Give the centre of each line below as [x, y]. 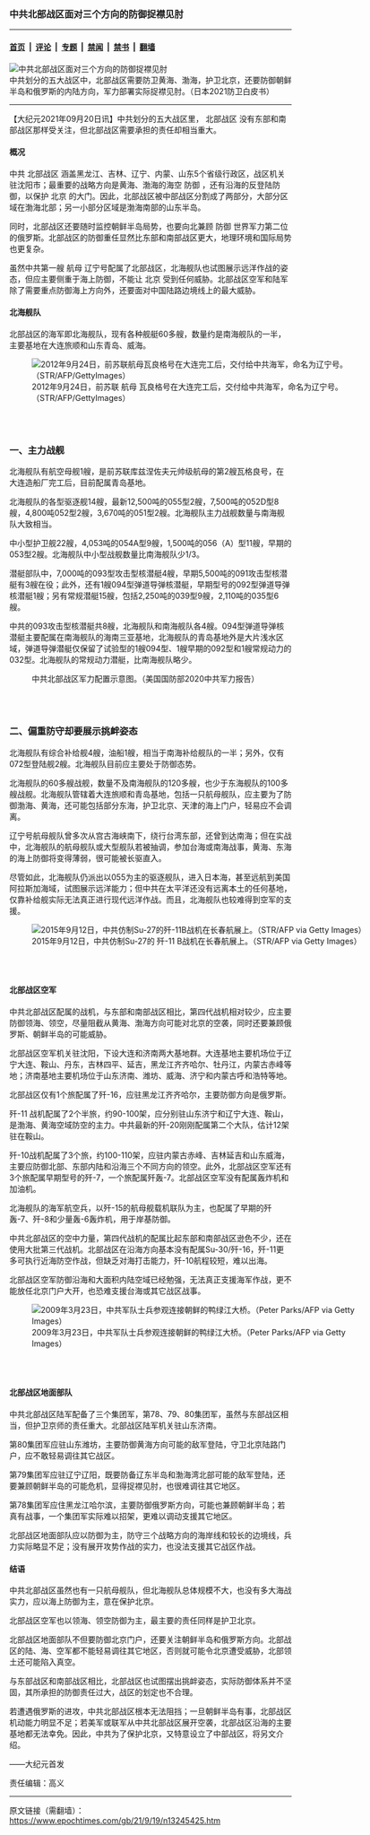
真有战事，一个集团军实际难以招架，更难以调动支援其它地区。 [123, 1516]
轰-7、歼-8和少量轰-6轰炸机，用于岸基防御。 [93, 1219]
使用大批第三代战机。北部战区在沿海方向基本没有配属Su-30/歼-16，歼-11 [143, 1249]
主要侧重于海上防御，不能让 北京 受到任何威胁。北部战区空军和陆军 [164, 279]
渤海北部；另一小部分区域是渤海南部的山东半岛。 [115, 207]
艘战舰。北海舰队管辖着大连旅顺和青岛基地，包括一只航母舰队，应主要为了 [146, 794]
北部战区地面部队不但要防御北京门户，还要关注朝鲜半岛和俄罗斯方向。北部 [146, 1639]
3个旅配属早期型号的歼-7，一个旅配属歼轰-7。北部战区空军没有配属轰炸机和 [149, 1178]
